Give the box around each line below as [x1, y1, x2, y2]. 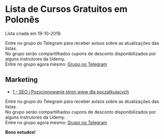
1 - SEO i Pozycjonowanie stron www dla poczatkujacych [12, 88, 129, 95]
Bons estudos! [5, 129, 36, 135]
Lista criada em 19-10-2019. [5, 30, 62, 36]
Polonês [5, 14, 40, 25]
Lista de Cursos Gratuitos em [5, 3, 128, 15]
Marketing [5, 75, 38, 84]
